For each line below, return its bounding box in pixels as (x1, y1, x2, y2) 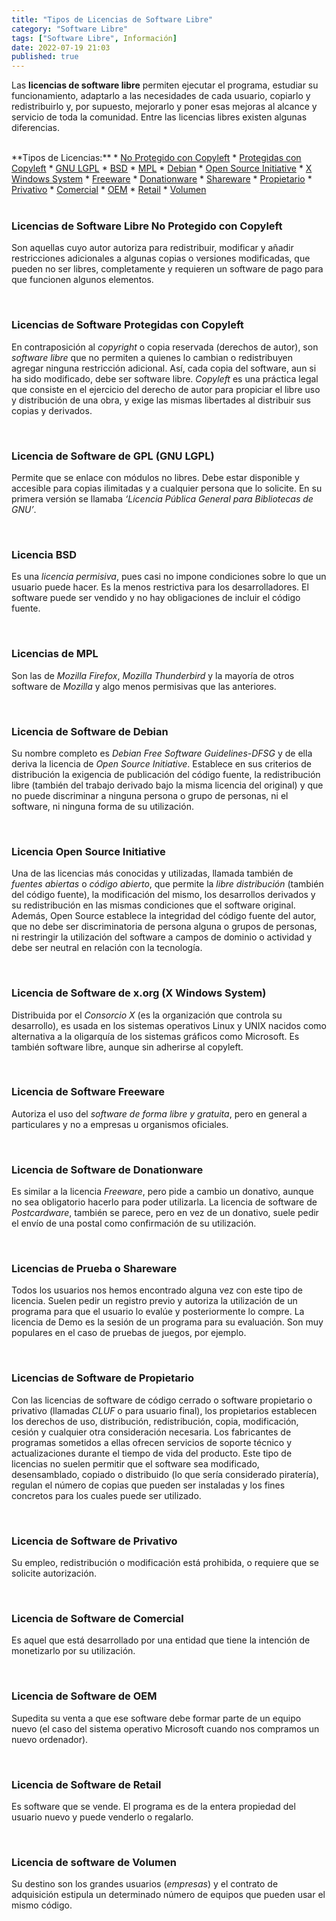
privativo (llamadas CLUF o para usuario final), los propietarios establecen (11, 1404, 318, 1416)
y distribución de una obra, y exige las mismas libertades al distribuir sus (11, 394, 311, 406)
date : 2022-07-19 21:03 (11, 42, 111, 53)
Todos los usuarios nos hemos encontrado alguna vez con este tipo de (11, 1284, 303, 1296)
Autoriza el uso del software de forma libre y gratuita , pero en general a (11, 1107, 308, 1120)
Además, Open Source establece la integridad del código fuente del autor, (11, 910, 317, 922)
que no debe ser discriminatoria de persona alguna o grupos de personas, (11, 921, 318, 933)
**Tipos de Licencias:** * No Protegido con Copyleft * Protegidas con (11, 152, 302, 164)
